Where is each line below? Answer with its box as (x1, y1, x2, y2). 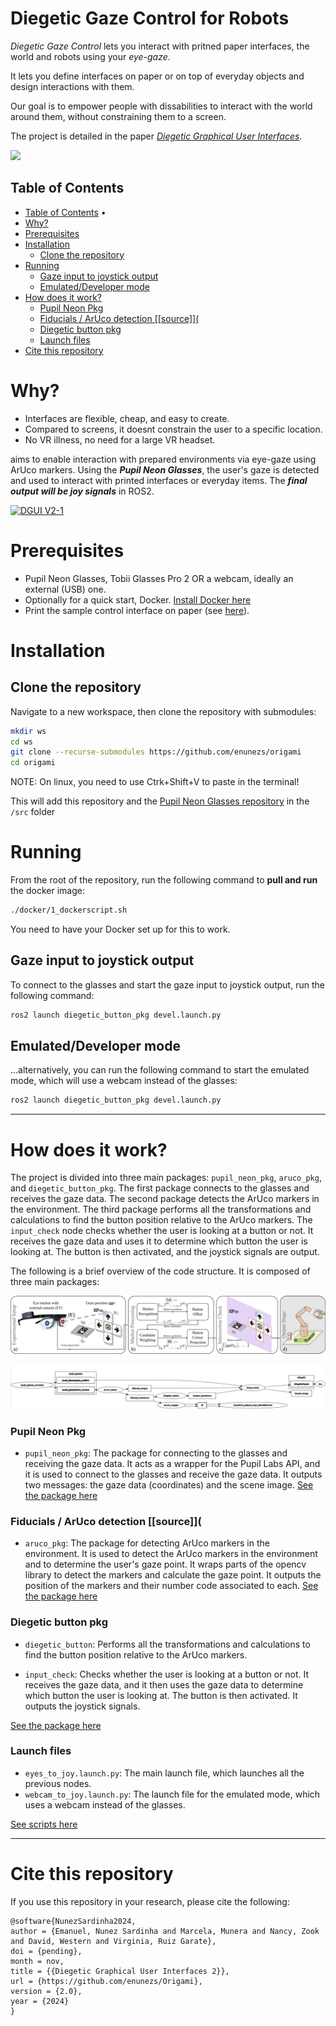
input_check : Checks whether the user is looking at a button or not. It (24, 1668, 310, 1680)
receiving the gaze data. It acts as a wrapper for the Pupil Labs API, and (24, 1457, 321, 1469)
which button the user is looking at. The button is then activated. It (24, 1689, 298, 1701)
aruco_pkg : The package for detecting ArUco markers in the (24, 1537, 270, 1549)
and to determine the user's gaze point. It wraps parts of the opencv (24, 1558, 307, 1571)
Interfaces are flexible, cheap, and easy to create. (24, 412, 230, 424)
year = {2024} (10, 1996, 70, 2006)
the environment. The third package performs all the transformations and (10, 1203, 312, 1216)
